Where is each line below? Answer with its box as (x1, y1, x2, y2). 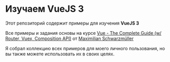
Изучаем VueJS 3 (5, 3, 84, 15)
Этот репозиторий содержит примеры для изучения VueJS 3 (5, 20, 139, 26)
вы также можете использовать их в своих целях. (5, 51, 115, 57)
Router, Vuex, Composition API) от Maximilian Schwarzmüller (5, 35, 134, 42)
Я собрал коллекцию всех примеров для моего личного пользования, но (5, 45, 165, 51)
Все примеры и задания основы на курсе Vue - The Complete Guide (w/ (5, 30, 162, 36)
